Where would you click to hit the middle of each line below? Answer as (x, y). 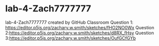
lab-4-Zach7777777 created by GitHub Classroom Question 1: (69, 22)
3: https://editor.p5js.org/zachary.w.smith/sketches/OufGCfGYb (70, 38)
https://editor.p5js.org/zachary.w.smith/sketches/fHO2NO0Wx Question (80, 27)
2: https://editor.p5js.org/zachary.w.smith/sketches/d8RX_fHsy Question (80, 33)
